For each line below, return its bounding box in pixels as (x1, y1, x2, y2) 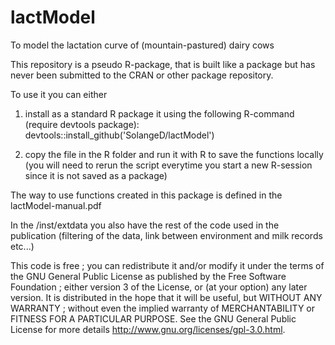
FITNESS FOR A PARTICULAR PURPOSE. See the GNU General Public (10, 312, 297, 325)
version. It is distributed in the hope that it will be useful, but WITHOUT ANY (10, 291, 323, 303)
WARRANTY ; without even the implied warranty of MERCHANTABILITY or (10, 302, 315, 314)
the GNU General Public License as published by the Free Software (10, 270, 287, 282)
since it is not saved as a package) (24, 169, 168, 181)
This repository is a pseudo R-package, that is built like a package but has (10, 58, 316, 70)
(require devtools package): (24, 118, 140, 130)
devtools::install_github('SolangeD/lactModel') (24, 129, 215, 141)
